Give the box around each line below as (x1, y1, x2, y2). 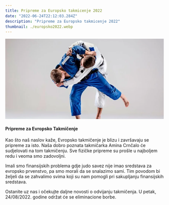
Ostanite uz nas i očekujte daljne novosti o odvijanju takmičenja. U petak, (5, 188, 156, 194)
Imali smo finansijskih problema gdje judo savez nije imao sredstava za (5, 163, 152, 169)
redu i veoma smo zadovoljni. (5, 153, 66, 159)
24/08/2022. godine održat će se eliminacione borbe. (5, 194, 117, 200)
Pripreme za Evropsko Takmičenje (5, 126, 78, 132)
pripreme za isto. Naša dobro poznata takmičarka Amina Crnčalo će (5, 142, 146, 148)
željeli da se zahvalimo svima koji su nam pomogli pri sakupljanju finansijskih (5, 173, 164, 179)
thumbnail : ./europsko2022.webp (5, 24, 73, 29)
